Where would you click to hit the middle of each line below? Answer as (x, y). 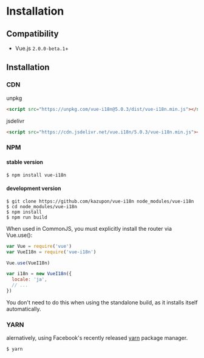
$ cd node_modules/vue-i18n (42, 206)
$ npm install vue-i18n (36, 175)
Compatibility (32, 34)
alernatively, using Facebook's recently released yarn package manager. (97, 338)
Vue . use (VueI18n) (28, 263)
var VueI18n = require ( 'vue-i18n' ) (51, 252)
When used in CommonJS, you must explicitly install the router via (89, 228)
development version (34, 188)
